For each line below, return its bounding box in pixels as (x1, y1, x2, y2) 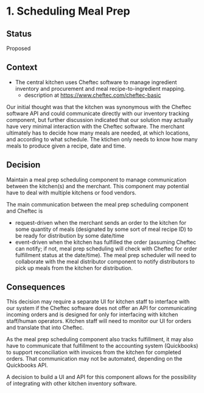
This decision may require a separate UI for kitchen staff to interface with (6, 298, 190, 305)
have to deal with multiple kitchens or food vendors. (6, 189, 137, 196)
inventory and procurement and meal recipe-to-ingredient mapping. (15, 85, 186, 92)
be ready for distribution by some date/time (15, 232, 125, 239)
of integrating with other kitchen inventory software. (6, 380, 137, 388)
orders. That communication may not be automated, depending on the (6, 355, 183, 363)
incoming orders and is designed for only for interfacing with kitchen (6, 311, 178, 318)
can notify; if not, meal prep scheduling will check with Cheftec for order (15, 245, 197, 252)
